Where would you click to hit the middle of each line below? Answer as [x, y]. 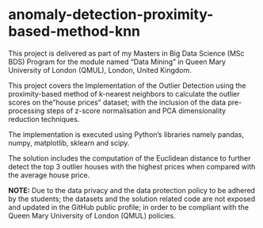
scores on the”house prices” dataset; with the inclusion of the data [117, 102]
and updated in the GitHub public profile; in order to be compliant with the [129, 207]
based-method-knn [74, 31]
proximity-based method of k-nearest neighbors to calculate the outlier [124, 93]
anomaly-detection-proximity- [111, 15]
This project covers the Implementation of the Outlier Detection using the [127, 85]
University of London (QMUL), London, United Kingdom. [100, 70]
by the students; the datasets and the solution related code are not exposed [132, 199]
